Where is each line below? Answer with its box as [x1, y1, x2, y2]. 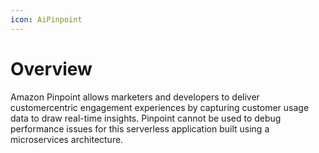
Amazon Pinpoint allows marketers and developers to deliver [10, 91, 260, 103]
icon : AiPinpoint [10, 14, 83, 25]
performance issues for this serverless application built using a [10, 122, 270, 135]
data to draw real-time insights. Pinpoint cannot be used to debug [10, 112, 282, 124]
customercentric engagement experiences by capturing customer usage [10, 101, 310, 113]
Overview [10, 57, 93, 80]
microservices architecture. [10, 133, 124, 145]
